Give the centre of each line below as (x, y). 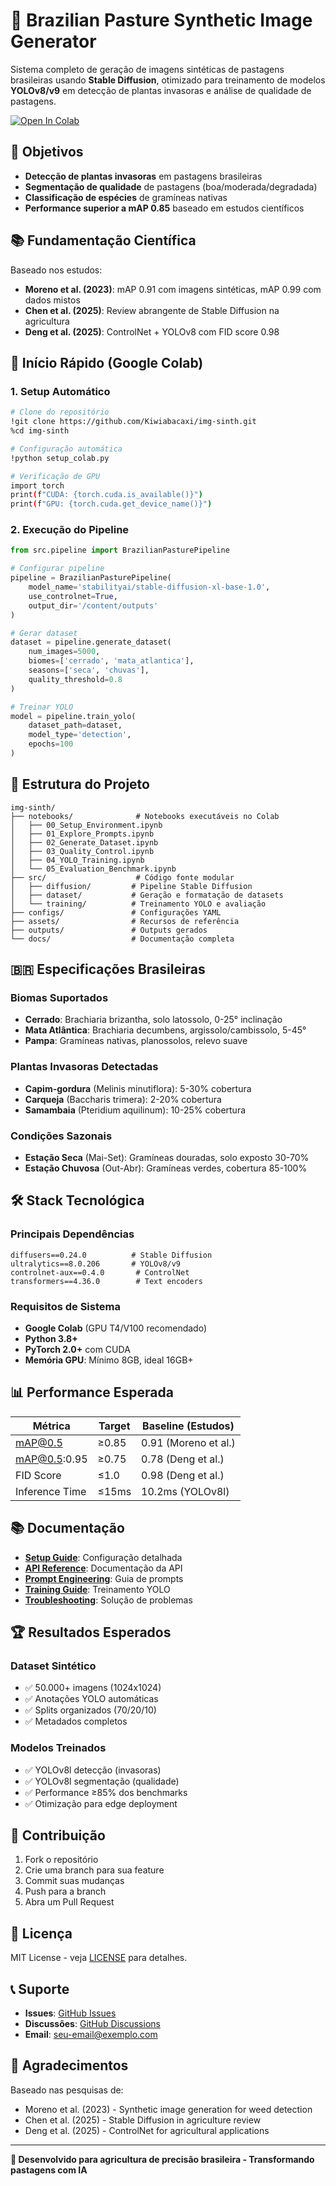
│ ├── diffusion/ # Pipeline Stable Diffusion (131, 886)
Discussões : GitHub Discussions (92, 2024)
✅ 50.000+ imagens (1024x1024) (93, 1688)
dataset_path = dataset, (75, 725)
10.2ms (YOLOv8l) (185, 1491)
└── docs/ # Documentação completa (122, 939)
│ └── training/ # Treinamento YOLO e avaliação (138, 904)
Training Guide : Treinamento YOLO (97, 1589)
